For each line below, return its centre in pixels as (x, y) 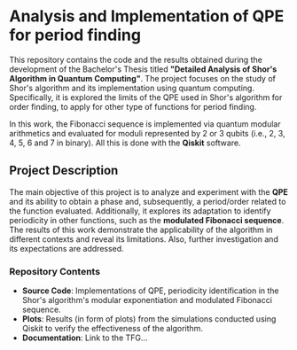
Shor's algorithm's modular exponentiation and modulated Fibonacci (147, 300)
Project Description (64, 171)
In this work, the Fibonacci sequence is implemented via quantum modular (145, 124)
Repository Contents (55, 271)
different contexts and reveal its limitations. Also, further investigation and (144, 239)
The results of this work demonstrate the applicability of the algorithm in (141, 229)
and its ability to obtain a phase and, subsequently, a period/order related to (148, 201)
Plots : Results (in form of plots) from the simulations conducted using (149, 319)
